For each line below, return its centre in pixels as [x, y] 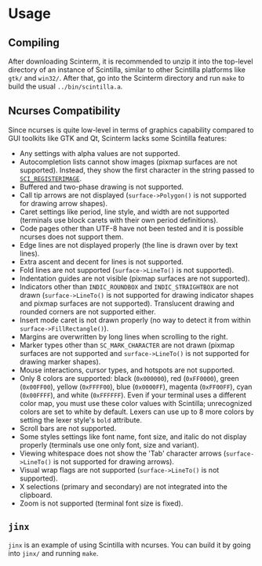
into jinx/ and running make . [53, 553]
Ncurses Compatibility [64, 111]
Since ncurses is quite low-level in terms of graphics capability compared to [131, 129]
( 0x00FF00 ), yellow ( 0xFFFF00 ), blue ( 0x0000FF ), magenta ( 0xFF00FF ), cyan [136, 386]
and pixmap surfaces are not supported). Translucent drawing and [127, 303]
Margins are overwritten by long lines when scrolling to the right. [124, 336]
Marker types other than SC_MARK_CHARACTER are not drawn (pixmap [127, 345]
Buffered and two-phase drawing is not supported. [102, 187]
